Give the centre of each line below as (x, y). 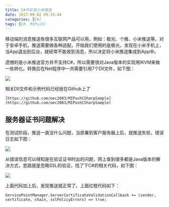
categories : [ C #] (23, 19)
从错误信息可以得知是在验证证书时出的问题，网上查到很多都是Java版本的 (81, 159)
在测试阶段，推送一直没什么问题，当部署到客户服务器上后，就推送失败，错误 (84, 133)
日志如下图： (18, 139)
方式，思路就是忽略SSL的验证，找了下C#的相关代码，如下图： (74, 166)
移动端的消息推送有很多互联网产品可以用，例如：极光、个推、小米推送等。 (82, 39)
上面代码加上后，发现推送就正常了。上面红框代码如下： (62, 186)
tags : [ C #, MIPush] (26, 24)
